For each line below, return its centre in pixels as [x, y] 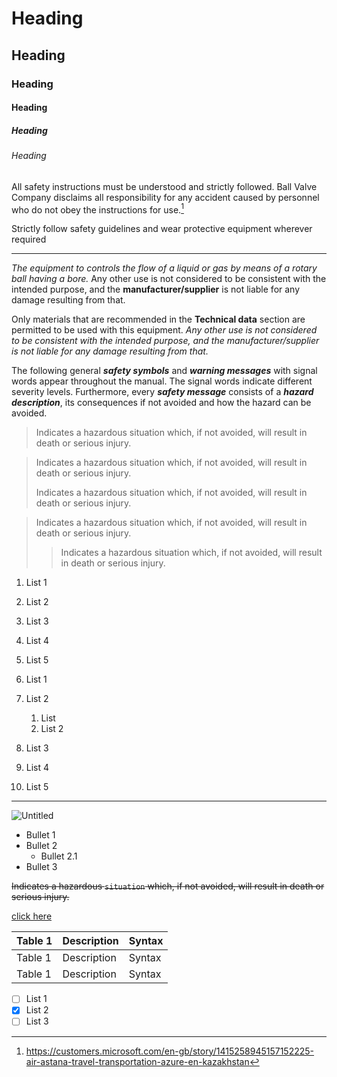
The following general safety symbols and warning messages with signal [164, 371]
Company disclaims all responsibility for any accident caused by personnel [165, 197]
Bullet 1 [40, 835]
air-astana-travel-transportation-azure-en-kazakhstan [137, 1061]
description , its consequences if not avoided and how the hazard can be [161, 403]
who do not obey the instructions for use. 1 [97, 209]
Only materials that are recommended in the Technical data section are [158, 319]
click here [32, 916]
